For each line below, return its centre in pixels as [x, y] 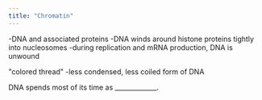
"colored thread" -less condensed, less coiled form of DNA [106, 71]
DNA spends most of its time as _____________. [84, 87]
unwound [24, 56]
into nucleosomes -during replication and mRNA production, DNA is [121, 47]
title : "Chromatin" [41, 16]
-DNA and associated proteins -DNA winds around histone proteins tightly [131, 39]
